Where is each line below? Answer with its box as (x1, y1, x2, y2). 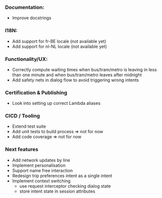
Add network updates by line (12, 157, 71, 163)
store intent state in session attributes (19, 188, 96, 194)
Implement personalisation (12, 162, 66, 168)
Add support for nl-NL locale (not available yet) (12, 43, 107, 49)
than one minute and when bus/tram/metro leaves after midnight (12, 72, 142, 78)
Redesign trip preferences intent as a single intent (12, 173, 112, 178)
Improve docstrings (12, 15, 52, 21)
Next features (5, 146, 39, 153)
